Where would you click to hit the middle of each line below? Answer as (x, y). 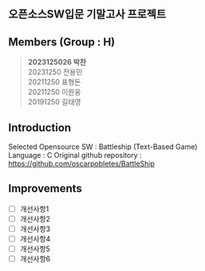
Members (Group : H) (62, 42)
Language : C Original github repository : (75, 155)
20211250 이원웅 (54, 92)
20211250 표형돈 (54, 82)
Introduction (40, 127)
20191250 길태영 (54, 102)
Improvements (45, 189)
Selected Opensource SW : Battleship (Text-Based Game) (103, 147)
